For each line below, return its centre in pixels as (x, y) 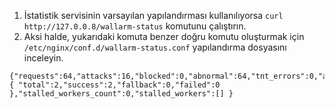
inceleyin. (43, 58)
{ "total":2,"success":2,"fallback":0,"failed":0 (115, 85)
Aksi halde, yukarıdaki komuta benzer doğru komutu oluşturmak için (164, 36)
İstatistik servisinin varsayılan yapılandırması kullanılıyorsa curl (153, 15)
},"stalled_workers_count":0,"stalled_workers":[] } (121, 94)
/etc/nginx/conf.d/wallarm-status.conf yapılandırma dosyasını (155, 47)
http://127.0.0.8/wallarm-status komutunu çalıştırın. (135, 26)
